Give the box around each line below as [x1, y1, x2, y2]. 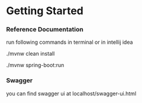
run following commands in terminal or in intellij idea [6, 38, 133, 46]
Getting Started [6, 4, 84, 18]
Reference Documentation [6, 25, 84, 34]
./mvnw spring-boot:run [6, 62, 64, 69]
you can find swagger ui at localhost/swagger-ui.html [6, 90, 137, 97]
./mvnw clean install [6, 50, 55, 57]
